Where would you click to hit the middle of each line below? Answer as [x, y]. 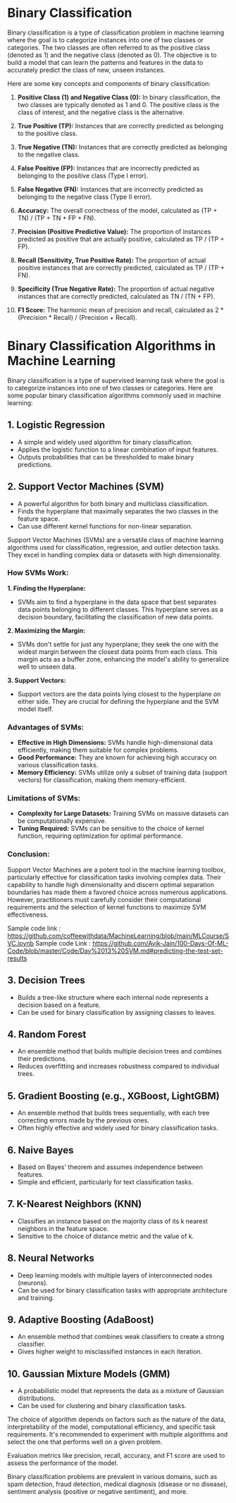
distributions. [37, 1398]
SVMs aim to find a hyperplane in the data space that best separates [117, 602]
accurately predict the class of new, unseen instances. [86, 70]
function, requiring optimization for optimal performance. [100, 836]
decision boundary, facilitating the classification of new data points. [116, 617]
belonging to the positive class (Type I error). [83, 175]
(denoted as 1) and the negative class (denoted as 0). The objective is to [112, 55]
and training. [36, 1297]
